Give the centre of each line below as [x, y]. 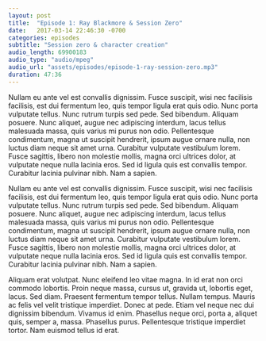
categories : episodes [44, 38]
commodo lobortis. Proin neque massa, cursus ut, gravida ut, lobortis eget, [131, 288]
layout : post [30, 15]
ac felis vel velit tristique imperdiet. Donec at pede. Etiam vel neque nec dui [131, 305]
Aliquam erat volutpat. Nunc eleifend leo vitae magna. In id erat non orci [126, 279]
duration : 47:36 [35, 75]
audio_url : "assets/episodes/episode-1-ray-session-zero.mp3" [113, 67]
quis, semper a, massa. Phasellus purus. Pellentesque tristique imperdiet [127, 321]
